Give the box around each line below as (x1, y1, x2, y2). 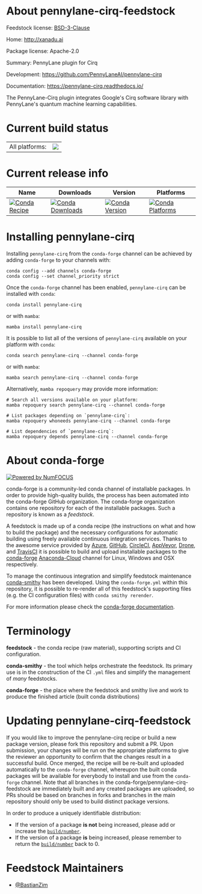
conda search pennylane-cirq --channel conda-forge (6, 352, 138, 358)
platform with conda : (6, 341, 56, 348)
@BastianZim (14, 881, 48, 888)
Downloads (58, 188, 92, 197)
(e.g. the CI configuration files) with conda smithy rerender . (6, 591, 153, 599)
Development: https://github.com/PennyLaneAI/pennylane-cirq (6, 70, 162, 78)
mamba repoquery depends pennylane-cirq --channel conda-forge (6, 433, 168, 439)
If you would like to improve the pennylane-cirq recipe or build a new (6, 733, 177, 741)
